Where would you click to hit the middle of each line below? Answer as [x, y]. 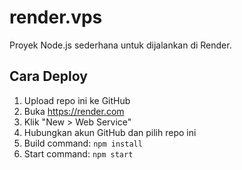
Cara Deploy [48, 76]
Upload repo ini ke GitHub [77, 100]
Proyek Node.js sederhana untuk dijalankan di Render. [120, 45]
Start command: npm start [78, 153]
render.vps [56, 17]
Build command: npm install [83, 143]
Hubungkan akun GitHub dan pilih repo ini [110, 132]
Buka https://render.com [74, 111]
